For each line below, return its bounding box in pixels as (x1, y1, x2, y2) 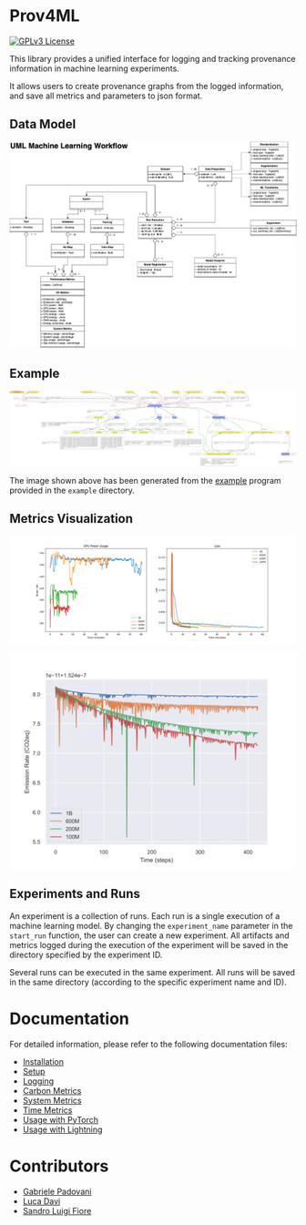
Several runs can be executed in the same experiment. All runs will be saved (9, 966, 296, 977)
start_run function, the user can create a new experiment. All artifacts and (9, 930, 290, 941)
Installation (22, 1056, 65, 1067)
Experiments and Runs (9, 886, 141, 902)
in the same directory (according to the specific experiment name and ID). (9, 976, 287, 987)
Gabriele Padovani (22, 1186, 92, 1197)
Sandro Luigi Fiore (22, 1205, 92, 1216)
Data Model (9, 117, 76, 132)
